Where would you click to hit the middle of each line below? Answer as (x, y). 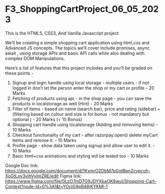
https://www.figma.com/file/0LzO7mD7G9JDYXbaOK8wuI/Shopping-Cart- (81, 181)
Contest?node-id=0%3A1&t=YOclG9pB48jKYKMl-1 (56, 186)
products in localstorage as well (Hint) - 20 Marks (63, 103)
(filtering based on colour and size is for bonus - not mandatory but (81, 114)
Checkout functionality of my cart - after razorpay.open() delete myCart (85, 135)
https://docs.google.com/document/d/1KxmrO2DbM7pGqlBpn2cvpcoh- (78, 170)
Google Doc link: (22, 165)
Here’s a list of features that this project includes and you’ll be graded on (79, 68)
